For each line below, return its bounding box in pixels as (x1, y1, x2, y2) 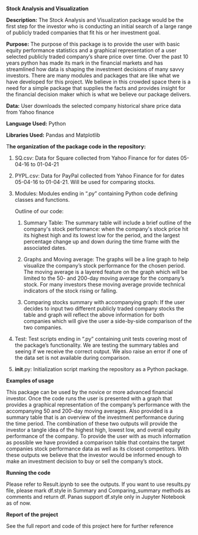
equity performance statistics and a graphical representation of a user (6, 47, 177, 54)
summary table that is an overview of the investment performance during (6, 414, 184, 421)
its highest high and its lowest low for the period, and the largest (23, 232, 180, 239)
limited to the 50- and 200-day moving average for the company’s (23, 275, 184, 282)
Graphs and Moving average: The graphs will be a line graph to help (23, 256, 189, 263)
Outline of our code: (14, 208, 64, 215)
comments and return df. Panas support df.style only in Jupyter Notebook (6, 494, 186, 500)
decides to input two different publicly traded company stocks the (23, 305, 184, 312)
